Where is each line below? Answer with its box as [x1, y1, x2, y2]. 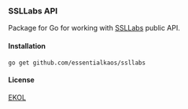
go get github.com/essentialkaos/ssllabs [8, 59, 146, 67]
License [8, 75, 35, 85]
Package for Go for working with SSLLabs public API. [8, 24, 181, 33]
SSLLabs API [8, 5, 58, 16]
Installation [8, 41, 46, 50]
